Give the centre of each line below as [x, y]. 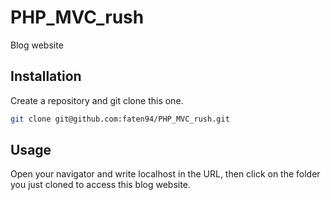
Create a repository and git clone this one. [97, 100]
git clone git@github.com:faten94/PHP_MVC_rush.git [120, 119]
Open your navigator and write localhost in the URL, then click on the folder [165, 174]
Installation [46, 76]
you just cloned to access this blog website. [100, 185]
